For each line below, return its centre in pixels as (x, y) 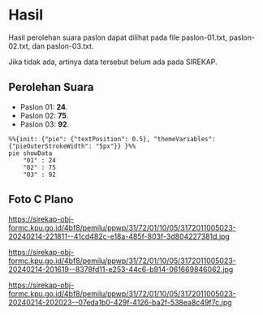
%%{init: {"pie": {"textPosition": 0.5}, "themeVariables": (112, 139)
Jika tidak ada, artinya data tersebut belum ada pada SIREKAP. (113, 62)
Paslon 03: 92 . (45, 124)
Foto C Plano (41, 199)
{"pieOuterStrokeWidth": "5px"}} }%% (72, 146)
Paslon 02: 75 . (44, 115)
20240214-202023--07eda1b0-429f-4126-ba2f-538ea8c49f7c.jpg (121, 302)
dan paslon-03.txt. (63, 45)
